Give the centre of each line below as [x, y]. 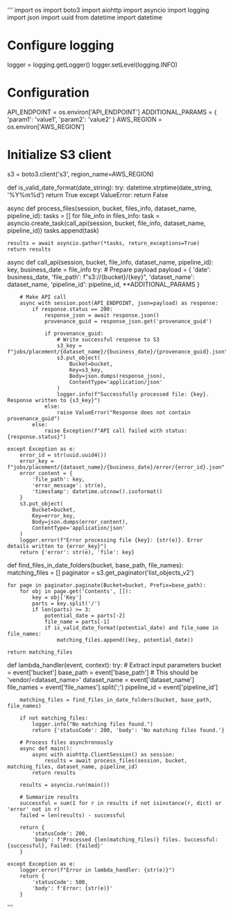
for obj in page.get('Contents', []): [76, 591]
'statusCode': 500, [60, 882]
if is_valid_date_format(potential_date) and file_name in [131, 628]
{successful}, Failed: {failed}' [55, 846]
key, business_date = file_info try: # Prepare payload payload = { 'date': [109, 269]
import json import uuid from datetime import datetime [85, 17]
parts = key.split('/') [66, 604]
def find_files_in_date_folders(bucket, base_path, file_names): [95, 565]
